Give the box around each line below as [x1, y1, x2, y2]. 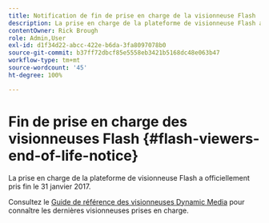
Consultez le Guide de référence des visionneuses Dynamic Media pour [8, 197, 246, 206]
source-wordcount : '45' [8, 64, 88, 72]
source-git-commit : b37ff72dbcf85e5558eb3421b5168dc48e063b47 [8, 49, 220, 57]
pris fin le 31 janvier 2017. [8, 181, 91, 191]
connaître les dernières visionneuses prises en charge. [8, 205, 190, 215]
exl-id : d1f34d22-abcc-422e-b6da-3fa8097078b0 [8, 42, 167, 50]
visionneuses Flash [8, 129, 140, 148]
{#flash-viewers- [143, 129, 260, 148]
